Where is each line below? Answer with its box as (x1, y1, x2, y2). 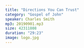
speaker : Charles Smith (5, 16, 55, 21)
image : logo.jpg (5, 35, 39, 40)
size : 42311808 (5, 26, 37, 31)
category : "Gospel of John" (5, 12, 64, 17)
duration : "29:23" (5, 30, 43, 35)
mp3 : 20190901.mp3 (5, 21, 43, 26)
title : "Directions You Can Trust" (5, 7, 79, 12)
